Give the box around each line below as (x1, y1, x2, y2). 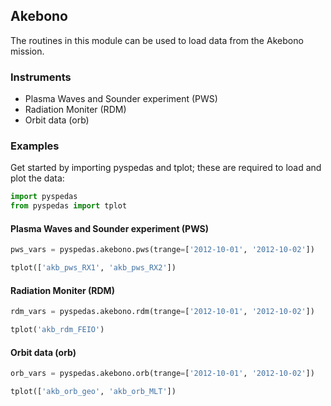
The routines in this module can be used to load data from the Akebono (10, 34, 304, 46)
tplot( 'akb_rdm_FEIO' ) (10, 325, 105, 335)
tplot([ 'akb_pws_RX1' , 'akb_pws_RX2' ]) (10, 263, 177, 273)
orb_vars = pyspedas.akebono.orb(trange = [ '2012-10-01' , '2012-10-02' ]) (10, 369, 315, 379)
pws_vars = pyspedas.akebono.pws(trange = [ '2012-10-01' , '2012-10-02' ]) (10, 245, 315, 255)
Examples (10, 139, 60, 153)
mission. (10, 45, 45, 57)
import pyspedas (10, 192, 78, 202)
